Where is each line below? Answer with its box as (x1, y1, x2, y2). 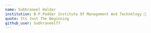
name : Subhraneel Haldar (5, 7, 56, 12)
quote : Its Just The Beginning (5, 16, 69, 21)
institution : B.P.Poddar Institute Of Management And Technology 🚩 (5, 12, 147, 16)
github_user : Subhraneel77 (5, 20, 60, 26)
